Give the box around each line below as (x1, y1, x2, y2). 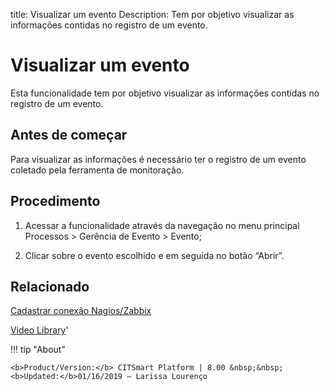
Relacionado (10, 278, 90, 295)
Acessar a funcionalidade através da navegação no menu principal (24, 219, 300, 231)
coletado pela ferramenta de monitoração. (10, 164, 185, 176)
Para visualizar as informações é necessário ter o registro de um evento (10, 153, 307, 165)
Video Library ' (10, 324, 69, 336)
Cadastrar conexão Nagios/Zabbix (10, 305, 152, 317)
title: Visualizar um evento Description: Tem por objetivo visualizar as (10, 9, 295, 20)
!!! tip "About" (10, 344, 66, 356)
